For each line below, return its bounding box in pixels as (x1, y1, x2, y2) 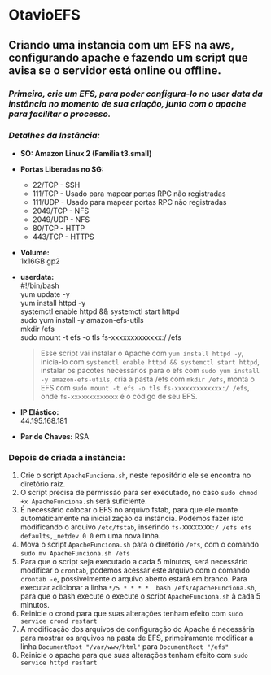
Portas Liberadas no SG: (20, 164, 104, 174)
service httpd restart (20, 659, 98, 668)
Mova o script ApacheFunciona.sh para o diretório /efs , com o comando (20, 539, 259, 550)
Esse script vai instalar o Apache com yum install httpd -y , (40, 348, 244, 358)
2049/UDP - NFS (32, 214, 90, 224)
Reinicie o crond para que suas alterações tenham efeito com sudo (20, 608, 243, 619)
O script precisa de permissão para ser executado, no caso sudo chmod (20, 488, 258, 498)
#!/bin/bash (20, 281, 59, 290)
